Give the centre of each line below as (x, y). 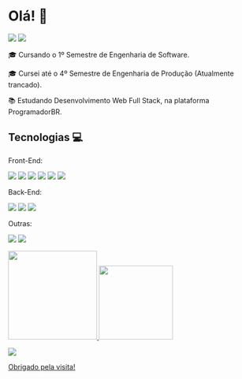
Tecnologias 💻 (46, 137)
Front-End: (26, 160)
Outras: (20, 223)
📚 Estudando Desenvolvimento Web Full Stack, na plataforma (109, 100)
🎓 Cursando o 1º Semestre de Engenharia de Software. (99, 54)
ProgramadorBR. (35, 111)
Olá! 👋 (28, 16)
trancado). (25, 84)
